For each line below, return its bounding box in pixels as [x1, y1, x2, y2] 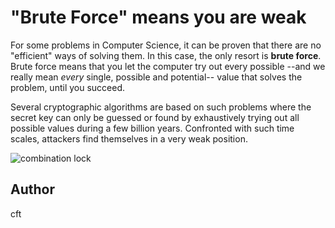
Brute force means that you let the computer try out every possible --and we [10, 60, 326, 72]
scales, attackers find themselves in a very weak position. [10, 132, 248, 145]
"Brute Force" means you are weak [10, 6, 307, 29]
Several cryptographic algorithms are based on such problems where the [10, 101, 312, 113]
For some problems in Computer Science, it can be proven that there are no [10, 39, 322, 51]
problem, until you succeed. [10, 81, 126, 93]
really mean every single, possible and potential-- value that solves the [10, 71, 303, 83]
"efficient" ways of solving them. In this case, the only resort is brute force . [10, 49, 322, 61]
